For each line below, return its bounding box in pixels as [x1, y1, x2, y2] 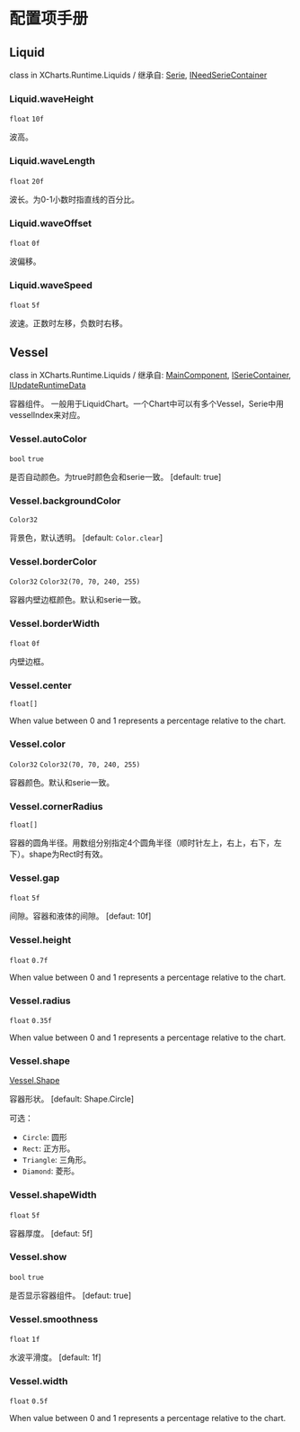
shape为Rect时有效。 [28, 848, 108, 860]
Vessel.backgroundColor [9, 494, 121, 507]
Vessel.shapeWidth [9, 1189, 97, 1201]
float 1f [9, 1335, 40, 1345]
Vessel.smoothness [9, 1312, 99, 1325]
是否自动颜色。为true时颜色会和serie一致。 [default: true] [9, 472, 222, 483]
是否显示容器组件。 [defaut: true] [9, 1290, 132, 1301]
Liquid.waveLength [9, 155, 96, 168]
